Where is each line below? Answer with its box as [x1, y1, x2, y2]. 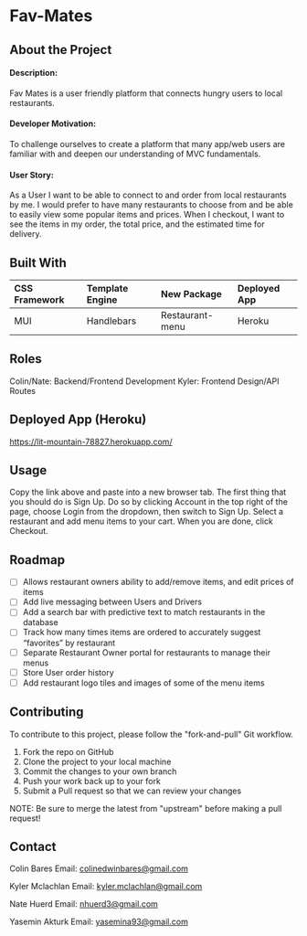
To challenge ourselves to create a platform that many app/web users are [9, 138, 286, 149]
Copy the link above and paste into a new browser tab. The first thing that [9, 486, 287, 498]
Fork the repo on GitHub [22, 746, 114, 757]
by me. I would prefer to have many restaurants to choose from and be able [9, 199, 294, 210]
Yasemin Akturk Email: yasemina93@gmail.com [9, 916, 189, 928]
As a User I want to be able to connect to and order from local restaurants [9, 189, 287, 201]
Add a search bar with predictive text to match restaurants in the [22, 607, 266, 618]
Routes [9, 385, 37, 396]
